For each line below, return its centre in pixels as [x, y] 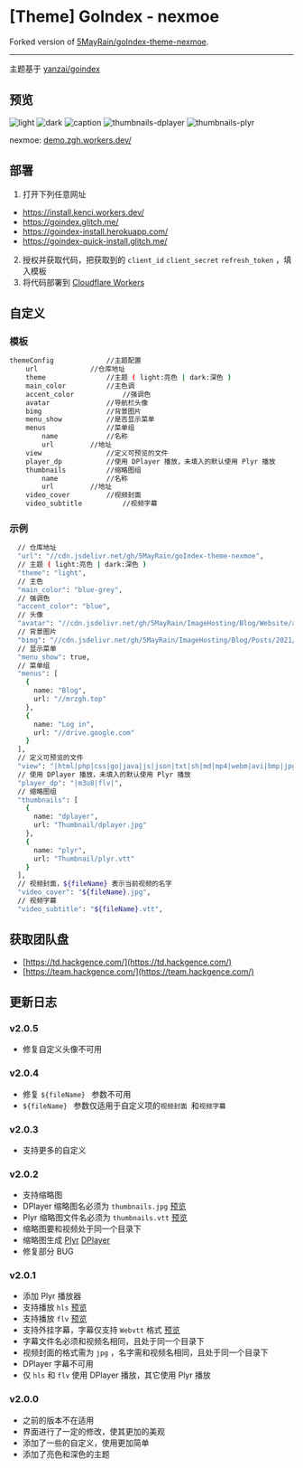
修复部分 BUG [48, 1252]
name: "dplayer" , [66, 817]
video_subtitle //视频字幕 [92, 503]
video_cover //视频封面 [83, 495]
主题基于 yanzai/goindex [55, 69]
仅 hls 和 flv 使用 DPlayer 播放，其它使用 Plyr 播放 [116, 1375]
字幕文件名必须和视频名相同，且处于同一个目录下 [113, 1341]
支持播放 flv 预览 [55, 1319]
